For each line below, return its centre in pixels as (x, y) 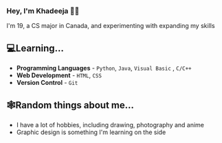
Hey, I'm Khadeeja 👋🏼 (43, 11)
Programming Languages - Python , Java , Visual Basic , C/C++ (104, 68)
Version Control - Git (47, 83)
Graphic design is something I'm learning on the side (91, 132)
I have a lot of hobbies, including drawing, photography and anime (110, 125)
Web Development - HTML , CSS (59, 75)
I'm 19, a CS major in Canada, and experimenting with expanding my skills (111, 26)
